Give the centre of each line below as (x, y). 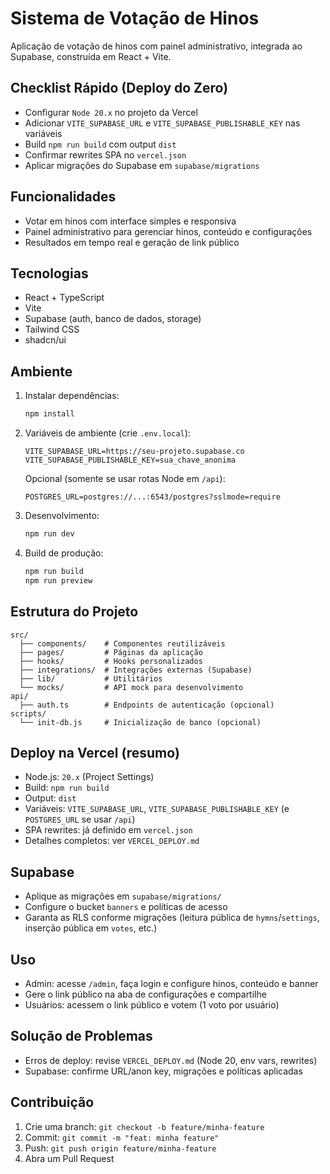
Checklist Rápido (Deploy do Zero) (119, 88)
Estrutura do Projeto (74, 612)
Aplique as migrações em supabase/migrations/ (123, 896)
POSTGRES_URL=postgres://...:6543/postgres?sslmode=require (152, 497)
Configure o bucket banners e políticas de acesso (126, 907)
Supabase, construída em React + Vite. (91, 56)
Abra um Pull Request (69, 1158)
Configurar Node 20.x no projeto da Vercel (111, 112)
